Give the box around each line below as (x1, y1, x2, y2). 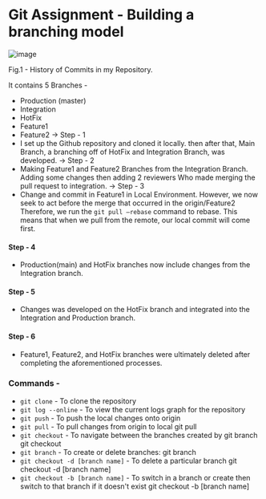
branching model (8, 22, 124, 41)
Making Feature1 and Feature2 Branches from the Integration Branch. (19, 164, 248, 173)
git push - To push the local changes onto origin (19, 413, 181, 423)
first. (19, 223, 36, 233)
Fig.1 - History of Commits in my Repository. (8, 64, 154, 74)
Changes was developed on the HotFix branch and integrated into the (19, 305, 250, 314)
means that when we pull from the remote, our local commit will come (19, 215, 251, 225)
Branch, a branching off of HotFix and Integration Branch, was (19, 147, 226, 156)
